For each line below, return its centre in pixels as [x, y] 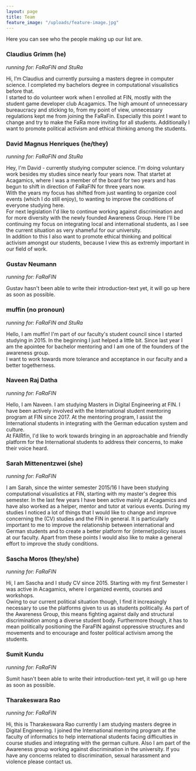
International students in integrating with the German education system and [97, 423]
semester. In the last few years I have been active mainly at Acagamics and [97, 500]
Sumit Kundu [25, 654]
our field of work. [27, 249]
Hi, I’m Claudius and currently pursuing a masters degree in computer [90, 78]
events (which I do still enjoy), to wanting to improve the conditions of [90, 199]
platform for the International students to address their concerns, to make [94, 442]
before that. [20, 91]
